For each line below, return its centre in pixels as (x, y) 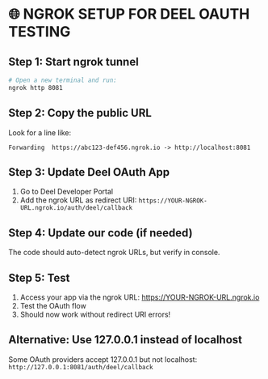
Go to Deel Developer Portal (67, 192)
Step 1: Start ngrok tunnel (73, 62)
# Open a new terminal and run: (63, 80)
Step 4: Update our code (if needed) (100, 233)
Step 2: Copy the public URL (80, 113)
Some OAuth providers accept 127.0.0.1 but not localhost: (103, 359)
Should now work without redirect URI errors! (95, 314)
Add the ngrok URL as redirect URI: (78, 200)
